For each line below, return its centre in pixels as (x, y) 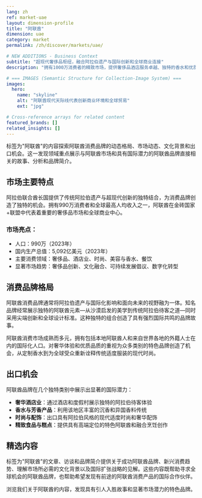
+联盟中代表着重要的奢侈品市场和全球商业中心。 (66, 213)
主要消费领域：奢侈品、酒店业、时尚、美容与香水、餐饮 (83, 259)
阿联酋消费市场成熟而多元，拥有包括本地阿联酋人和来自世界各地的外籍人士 (98, 338)
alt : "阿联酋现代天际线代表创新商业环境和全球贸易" (74, 101)
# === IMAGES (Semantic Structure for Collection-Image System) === (94, 78)
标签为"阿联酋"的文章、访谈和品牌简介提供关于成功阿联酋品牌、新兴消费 (96, 461)
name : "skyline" (38, 95)
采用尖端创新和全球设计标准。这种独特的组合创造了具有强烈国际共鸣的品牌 (98, 318)
